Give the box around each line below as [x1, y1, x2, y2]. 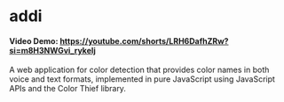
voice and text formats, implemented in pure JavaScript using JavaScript [9, 74, 275, 84]
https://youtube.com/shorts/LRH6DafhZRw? [59, 35, 229, 46]
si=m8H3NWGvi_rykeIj [9, 45, 96, 55]
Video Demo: [9, 35, 59, 46]
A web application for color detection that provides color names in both [9, 64, 270, 76]
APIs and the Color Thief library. [9, 84, 127, 94]
